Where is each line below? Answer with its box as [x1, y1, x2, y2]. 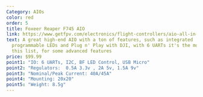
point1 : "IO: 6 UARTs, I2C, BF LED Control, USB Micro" [6, 59, 150, 65]
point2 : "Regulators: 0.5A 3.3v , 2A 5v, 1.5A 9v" [6, 64, 139, 71]
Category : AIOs [6, 8, 45, 15]
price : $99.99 [6, 54, 42, 60]
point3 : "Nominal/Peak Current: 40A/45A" [6, 70, 112, 77]
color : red [6, 14, 34, 20]
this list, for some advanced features [11, 48, 112, 54]
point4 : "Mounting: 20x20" [6, 76, 74, 82]
